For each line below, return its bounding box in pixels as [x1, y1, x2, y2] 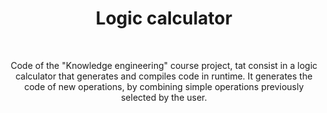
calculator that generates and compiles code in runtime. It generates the [15, 70, 313, 82]
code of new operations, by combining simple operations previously [24, 80, 304, 92]
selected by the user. [120, 91, 208, 103]
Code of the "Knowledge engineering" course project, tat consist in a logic [10, 59, 318, 71]
